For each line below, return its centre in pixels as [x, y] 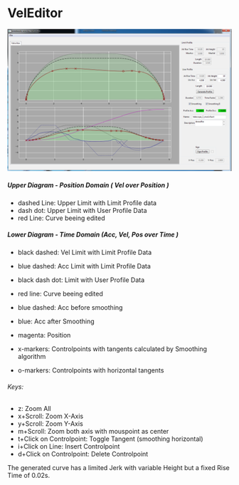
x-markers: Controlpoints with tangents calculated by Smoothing [112, 349]
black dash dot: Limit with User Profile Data [81, 280]
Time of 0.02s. [29, 476]
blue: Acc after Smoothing [56, 321]
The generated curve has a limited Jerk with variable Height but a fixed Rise [118, 468]
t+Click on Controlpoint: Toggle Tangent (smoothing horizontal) [111, 439]
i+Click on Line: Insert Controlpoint [69, 447]
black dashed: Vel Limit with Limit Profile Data [84, 252]
